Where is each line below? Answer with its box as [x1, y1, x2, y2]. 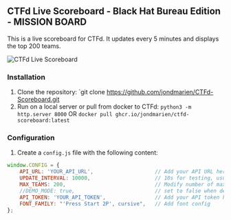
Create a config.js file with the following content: [16, 148, 158, 157]
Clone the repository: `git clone [16, 88, 105, 96]
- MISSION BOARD [7, 16, 87, 28]
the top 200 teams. [7, 41, 61, 50]
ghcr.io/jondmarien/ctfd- [115, 111, 190, 118]
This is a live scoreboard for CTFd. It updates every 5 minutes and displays [7, 34, 219, 43]
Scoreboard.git [16, 96, 60, 104]
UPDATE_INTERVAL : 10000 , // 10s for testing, [19, 175, 214, 181]
